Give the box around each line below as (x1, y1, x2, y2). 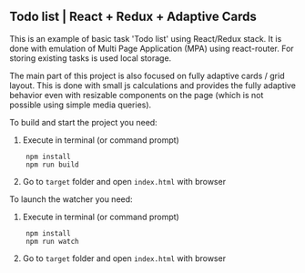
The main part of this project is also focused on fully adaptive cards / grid (9, 70, 285, 81)
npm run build (25, 160, 79, 169)
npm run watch (25, 237, 79, 246)
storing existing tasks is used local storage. (9, 52, 172, 64)
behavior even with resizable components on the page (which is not (9, 89, 264, 100)
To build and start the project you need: (9, 116, 158, 127)
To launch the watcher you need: (9, 193, 134, 205)
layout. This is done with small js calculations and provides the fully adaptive (9, 79, 296, 91)
